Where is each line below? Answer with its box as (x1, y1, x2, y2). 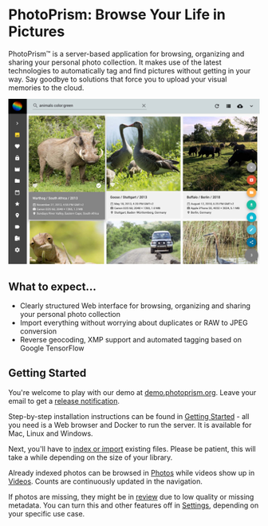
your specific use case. (8, 508, 85, 518)
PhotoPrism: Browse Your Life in (8, 6, 226, 24)
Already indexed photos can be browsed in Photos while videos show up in (8, 468, 255, 477)
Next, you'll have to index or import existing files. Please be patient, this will (8, 444, 257, 453)
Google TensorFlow (19, 343, 85, 353)
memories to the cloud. (8, 82, 85, 93)
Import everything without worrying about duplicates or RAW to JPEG (19, 318, 249, 327)
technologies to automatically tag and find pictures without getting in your (8, 65, 251, 75)
